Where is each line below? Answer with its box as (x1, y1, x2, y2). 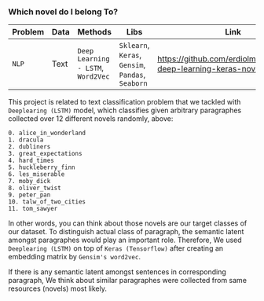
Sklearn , (119, 40, 150, 51)
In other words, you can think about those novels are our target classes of (8, 218, 247, 228)
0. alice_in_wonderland (8, 129, 86, 138)
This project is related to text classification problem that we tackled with (8, 97, 241, 107)
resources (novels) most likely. (8, 284, 108, 293)
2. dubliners (8, 143, 51, 151)
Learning (77, 54, 110, 64)
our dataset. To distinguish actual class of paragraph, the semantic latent (8, 227, 244, 237)
